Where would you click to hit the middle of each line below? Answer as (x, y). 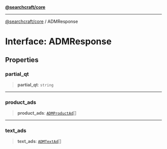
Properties (22, 60)
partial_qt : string (35, 84)
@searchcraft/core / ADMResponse (42, 21)
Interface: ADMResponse (58, 41)
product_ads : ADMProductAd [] (47, 113)
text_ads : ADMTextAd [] (39, 142)
